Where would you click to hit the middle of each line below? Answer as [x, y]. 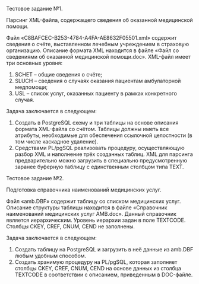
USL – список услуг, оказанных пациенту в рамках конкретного [96, 93]
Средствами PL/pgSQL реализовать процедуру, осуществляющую [100, 148]
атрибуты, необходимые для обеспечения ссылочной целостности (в [104, 135]
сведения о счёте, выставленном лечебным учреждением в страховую [98, 44]
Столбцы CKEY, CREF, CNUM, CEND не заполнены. [71, 226]
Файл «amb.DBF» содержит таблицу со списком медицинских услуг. [94, 201]
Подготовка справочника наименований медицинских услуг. [84, 190]
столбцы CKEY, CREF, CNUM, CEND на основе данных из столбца [98, 268]
